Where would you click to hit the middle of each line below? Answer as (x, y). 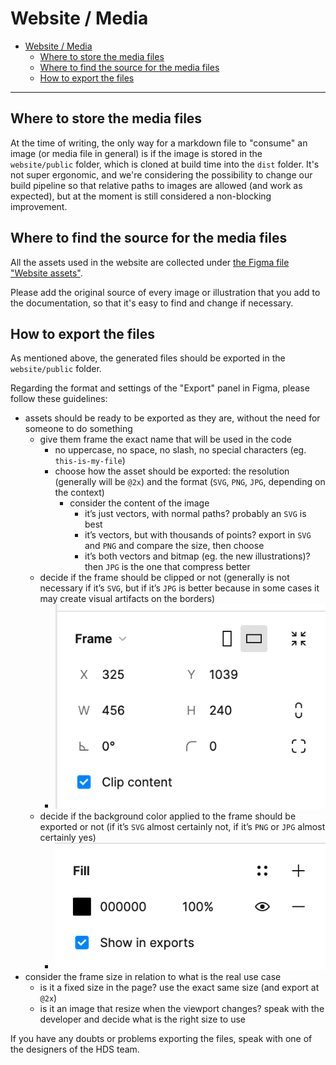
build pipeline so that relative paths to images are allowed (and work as (156, 185)
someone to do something (78, 429)
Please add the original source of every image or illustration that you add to (165, 292)
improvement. (39, 206)
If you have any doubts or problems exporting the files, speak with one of (161, 1039)
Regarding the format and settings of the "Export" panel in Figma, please (160, 388)
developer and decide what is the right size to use (142, 1019)
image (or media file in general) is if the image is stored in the (136, 153)
